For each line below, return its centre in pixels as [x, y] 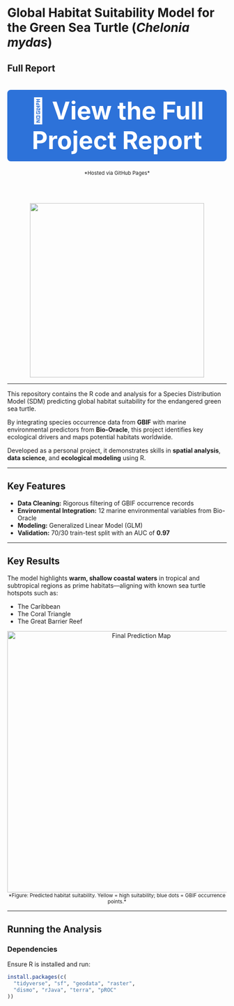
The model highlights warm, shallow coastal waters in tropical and [103, 578]
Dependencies [32, 949]
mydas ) [30, 43]
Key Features [37, 486]
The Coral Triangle [44, 613]
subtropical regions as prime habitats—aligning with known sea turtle [107, 585]
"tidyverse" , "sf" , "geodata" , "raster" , [75, 984]
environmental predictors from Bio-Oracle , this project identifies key [105, 429]
